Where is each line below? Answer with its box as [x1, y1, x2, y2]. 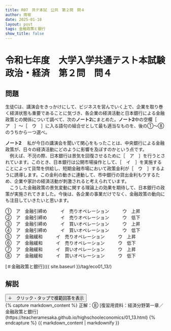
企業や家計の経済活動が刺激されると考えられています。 [14, 178, 129, 184]
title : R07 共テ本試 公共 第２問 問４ [5, 7, 85, 13]
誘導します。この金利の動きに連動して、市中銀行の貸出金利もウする [14, 172, 156, 178]
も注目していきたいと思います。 [5, 197, 72, 203]
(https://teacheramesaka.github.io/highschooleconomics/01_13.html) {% [5, 314, 156, 320]
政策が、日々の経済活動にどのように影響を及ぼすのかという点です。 [5, 146, 147, 152]
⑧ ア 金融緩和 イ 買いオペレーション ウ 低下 [5, 253, 136, 259]
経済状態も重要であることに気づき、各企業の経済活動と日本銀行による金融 [9, 110, 165, 116]
